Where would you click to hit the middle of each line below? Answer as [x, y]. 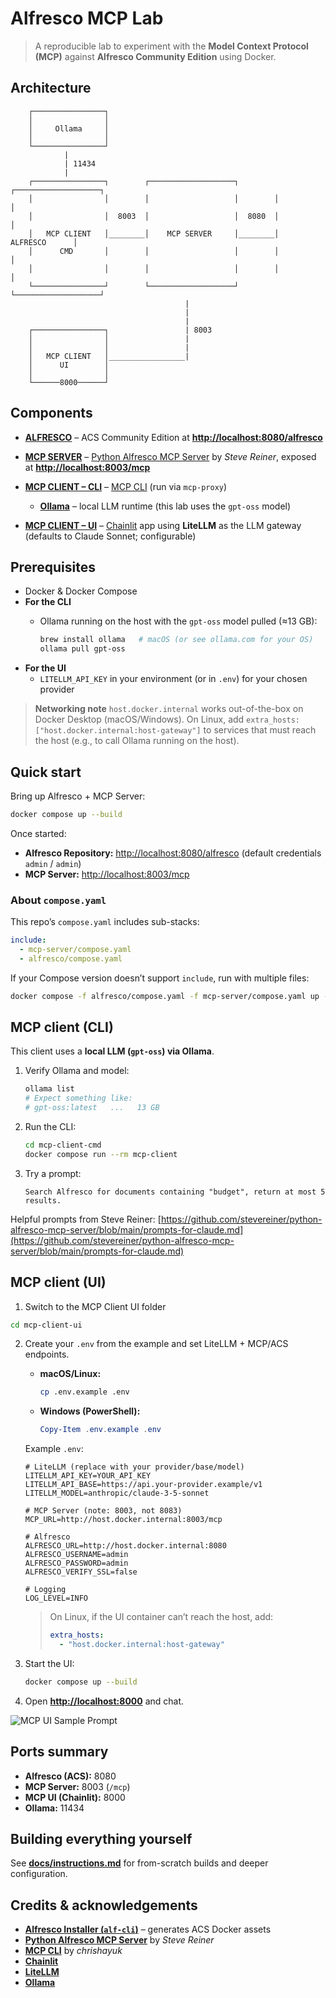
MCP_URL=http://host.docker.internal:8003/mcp [123, 1520]
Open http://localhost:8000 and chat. [104, 1701]
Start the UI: [49, 1663]
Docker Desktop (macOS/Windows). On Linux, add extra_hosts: [167, 719]
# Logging [45, 1590]
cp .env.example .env [84, 1392]
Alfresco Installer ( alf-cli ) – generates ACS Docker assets [148, 1929]
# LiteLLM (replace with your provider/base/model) [134, 1467]
